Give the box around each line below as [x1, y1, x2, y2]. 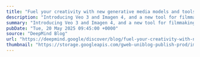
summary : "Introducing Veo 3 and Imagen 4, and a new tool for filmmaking [6, 20, 196, 26]
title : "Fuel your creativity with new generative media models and [6, 8, 180, 15]
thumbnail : [6, 42, 33, 48]
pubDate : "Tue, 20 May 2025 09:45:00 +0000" [6, 25, 118, 31]
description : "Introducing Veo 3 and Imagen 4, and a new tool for [6, 14, 177, 20]
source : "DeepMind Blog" [6, 31, 68, 37]
